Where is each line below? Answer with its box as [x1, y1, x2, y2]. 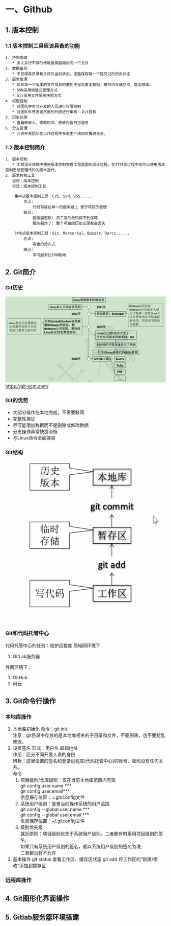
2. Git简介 [5, 268, 36, 276]
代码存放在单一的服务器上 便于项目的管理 [32, 204, 107, 210]
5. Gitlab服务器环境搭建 [5, 913, 79, 922]
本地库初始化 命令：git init [12, 726, 67, 732]
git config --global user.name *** [20, 806, 90, 813]
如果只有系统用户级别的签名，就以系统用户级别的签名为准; [20, 843, 142, 850]
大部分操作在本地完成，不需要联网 [12, 409, 84, 415]
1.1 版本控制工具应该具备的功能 [5, 42, 80, 49]
